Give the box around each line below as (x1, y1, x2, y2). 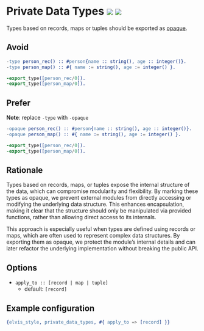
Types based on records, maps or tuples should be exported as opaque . (6, 24, 188, 32)
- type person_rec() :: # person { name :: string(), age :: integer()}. (6, 58, 187, 65)
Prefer (6, 98, 31, 108)
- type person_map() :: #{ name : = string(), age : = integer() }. (6, 64, 176, 70)
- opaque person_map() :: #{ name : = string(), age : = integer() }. (6, 131, 181, 137)
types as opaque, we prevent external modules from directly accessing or (6, 194, 192, 202)
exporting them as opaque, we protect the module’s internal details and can (6, 238, 196, 246)
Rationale (6, 165, 43, 175)
